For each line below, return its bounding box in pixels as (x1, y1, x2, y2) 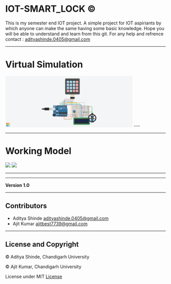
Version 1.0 (5, 182, 30, 188)
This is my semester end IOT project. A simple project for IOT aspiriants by (5, 20, 162, 26)
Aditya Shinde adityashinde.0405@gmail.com (12, 215, 109, 221)
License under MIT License (5, 273, 63, 279)
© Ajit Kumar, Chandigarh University (5, 263, 81, 270)
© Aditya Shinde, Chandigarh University (5, 253, 90, 260)
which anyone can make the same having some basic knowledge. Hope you (5, 25, 164, 31)
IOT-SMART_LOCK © (5, 3, 96, 15)
